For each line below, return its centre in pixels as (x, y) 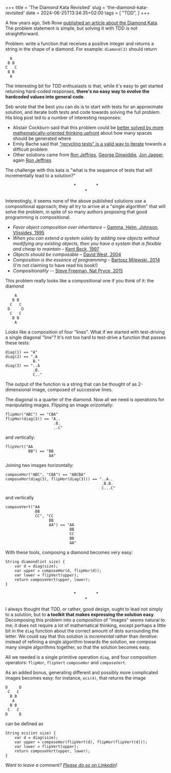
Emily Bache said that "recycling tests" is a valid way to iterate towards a (89, 144)
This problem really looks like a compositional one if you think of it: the (80, 281)
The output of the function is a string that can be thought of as (71, 384)
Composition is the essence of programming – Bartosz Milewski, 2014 (86, 260)
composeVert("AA (23, 507)
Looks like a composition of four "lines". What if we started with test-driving (85, 332)
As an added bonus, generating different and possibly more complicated (82, 673)
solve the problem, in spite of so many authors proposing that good (76, 212)
